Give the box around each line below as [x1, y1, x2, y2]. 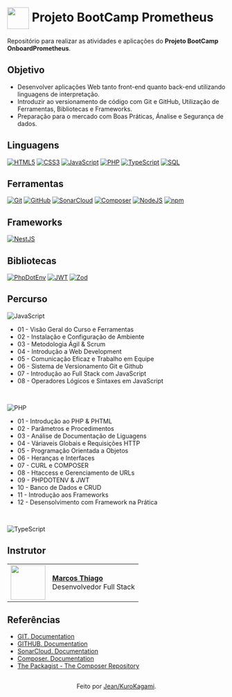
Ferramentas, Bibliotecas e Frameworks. [17, 105, 133, 113]
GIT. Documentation [17, 633, 75, 641]
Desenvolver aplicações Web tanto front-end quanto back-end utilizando [17, 82, 226, 91]
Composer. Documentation [17, 655, 95, 663]
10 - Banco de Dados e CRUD [17, 483, 102, 491]
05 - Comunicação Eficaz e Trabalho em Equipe [17, 354, 154, 363]
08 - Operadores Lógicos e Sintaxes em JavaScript [17, 376, 164, 385]
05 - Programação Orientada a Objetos [17, 446, 129, 455]
